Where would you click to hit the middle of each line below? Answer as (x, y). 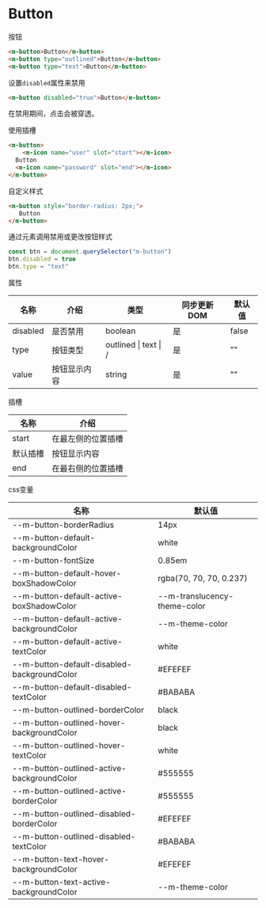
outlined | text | (133, 345)
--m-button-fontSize (53, 560)
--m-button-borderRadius (63, 525)
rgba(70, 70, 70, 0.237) (203, 579)
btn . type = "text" (38, 267)
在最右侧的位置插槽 (88, 469)
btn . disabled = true (42, 259)
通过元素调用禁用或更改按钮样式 (60, 237)
